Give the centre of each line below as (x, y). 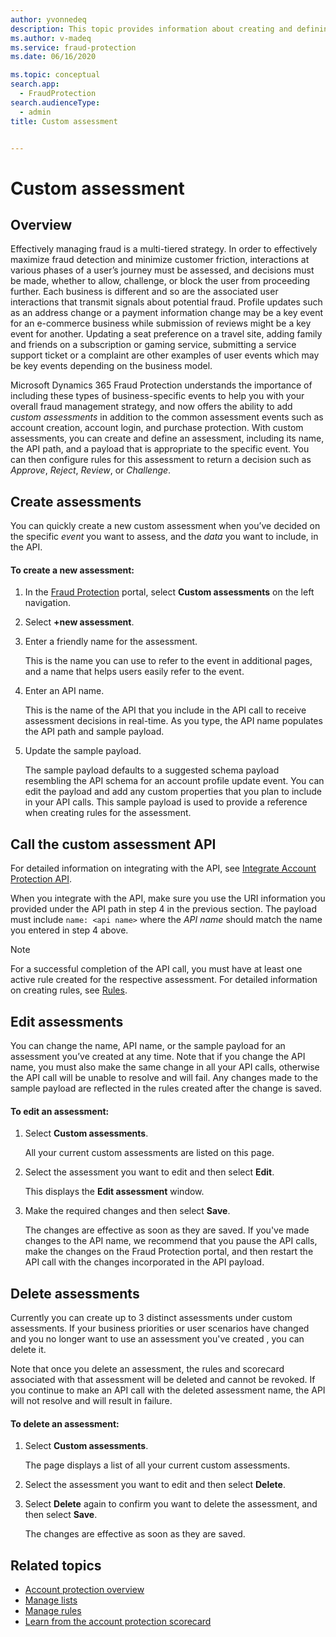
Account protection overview (84, 1590)
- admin (35, 112)
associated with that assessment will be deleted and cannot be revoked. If (163, 1380)
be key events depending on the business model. (111, 366)
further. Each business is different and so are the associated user (144, 292)
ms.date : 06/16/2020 (53, 57)
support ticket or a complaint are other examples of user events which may (165, 355)
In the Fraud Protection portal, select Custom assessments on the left (169, 592)
